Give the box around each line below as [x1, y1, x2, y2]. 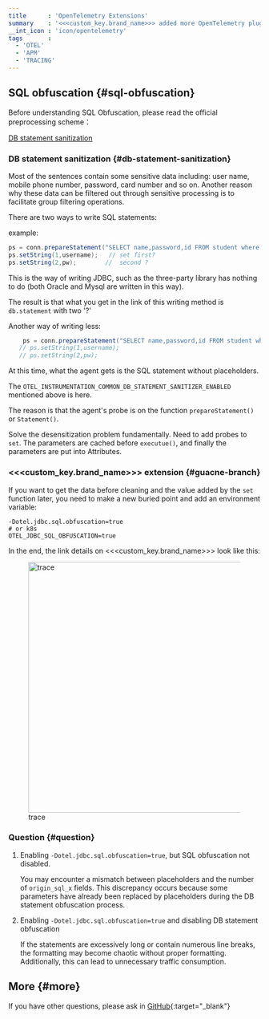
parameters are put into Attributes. [8, 447, 122, 457]
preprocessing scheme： [8, 117, 92, 127]
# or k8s [8, 525, 38, 533]
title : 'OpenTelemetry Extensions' [8, 11, 149, 20]
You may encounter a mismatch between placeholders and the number [19, 874, 255, 883]
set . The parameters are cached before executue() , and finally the [8, 438, 227, 448]
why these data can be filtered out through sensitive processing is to [8, 188, 235, 197]
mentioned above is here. [8, 390, 92, 400]
